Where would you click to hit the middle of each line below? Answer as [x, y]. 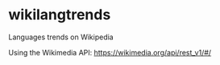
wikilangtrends [60, 15]
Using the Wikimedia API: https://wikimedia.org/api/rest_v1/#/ [110, 52]
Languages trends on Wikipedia [61, 37]
